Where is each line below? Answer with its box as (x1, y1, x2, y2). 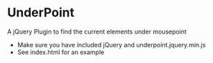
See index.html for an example (17, 48, 105, 56)
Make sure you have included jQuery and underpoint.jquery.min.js (17, 40, 206, 49)
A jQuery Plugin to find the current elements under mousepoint (7, 27, 187, 36)
